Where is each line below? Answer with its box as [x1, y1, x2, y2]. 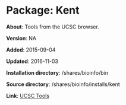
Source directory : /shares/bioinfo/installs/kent [6, 81, 120, 88]
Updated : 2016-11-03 [6, 58, 58, 65]
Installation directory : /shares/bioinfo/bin [6, 69, 109, 76]
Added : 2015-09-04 [6, 46, 56, 53]
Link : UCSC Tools [6, 92, 49, 99]
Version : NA [6, 34, 37, 42]
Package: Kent [6, 4, 80, 17]
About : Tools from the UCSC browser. [6, 23, 99, 30]
